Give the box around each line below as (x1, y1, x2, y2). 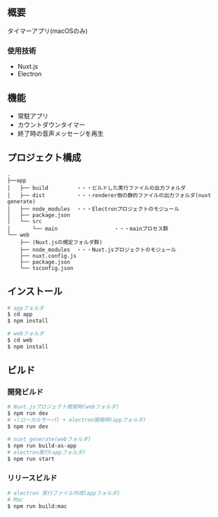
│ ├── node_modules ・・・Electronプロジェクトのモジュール (7, 206, 180, 213)
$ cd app (7, 311, 33, 318)
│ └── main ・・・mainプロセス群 (7, 225, 169, 232)
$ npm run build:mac (7, 502, 68, 510)
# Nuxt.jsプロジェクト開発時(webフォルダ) (7, 403, 119, 410)
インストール (7, 286, 63, 297)
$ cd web (7, 337, 33, 344)
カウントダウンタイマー (17, 120, 86, 128)
